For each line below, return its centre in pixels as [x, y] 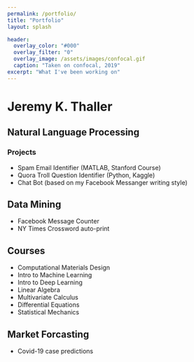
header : [19, 39]
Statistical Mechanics [48, 312]
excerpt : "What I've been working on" [64, 72]
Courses [26, 250]
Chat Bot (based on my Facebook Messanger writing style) [102, 182]
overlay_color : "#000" [47, 46]
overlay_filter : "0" [43, 53]
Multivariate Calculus [48, 298]
